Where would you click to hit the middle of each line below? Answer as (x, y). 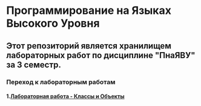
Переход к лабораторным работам (61, 82)
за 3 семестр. (34, 65)
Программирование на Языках (89, 11)
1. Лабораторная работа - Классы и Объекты (66, 96)
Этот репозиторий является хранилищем (89, 46)
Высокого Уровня (53, 23)
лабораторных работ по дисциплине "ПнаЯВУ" (101, 55)
